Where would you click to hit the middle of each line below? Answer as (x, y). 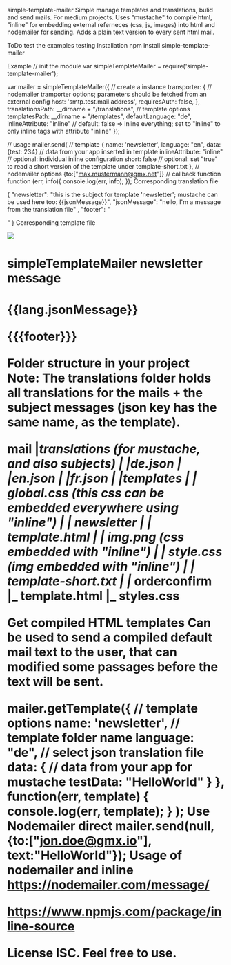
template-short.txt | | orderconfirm (110, 581)
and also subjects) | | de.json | (94, 464)
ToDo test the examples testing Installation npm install (84, 45)
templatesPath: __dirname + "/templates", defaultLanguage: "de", (99, 116)
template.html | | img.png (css (96, 537)
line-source (41, 927)
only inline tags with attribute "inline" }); (63, 131)
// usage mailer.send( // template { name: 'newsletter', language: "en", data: (114, 144)
